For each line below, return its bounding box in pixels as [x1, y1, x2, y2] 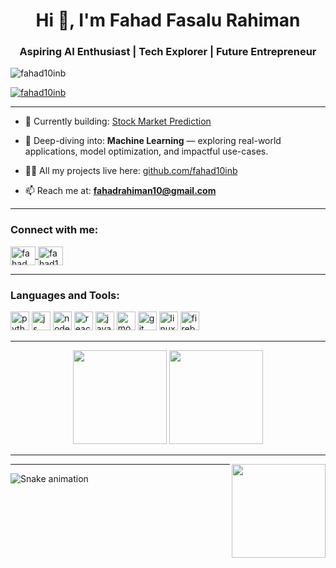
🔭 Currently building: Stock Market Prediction [24, 115, 212, 128]
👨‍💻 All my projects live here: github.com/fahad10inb [24, 165, 238, 177]
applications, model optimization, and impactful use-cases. [24, 145, 269, 158]
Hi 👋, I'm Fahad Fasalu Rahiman [35, 9, 301, 32]
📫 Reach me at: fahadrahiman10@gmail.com [24, 185, 217, 197]
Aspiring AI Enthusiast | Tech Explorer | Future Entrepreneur [19, 45, 317, 59]
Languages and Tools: [10, 288, 120, 302]
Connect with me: [10, 223, 99, 237]
